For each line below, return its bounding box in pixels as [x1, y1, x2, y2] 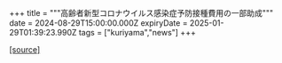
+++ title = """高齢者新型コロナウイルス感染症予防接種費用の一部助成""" [9, 8, 274, 18]
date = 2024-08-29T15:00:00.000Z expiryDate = [9, 18, 188, 28]
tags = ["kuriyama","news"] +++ [78, 28, 197, 37]
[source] [9, 44, 41, 55]
